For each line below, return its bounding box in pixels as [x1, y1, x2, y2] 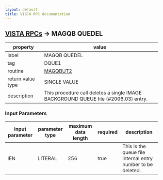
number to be [122, 161, 153, 167]
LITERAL [37, 155, 57, 162]
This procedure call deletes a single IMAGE [44, 90, 142, 96]
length [72, 135, 88, 141]
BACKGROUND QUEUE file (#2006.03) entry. [44, 95, 148, 102]
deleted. [122, 167, 141, 174]
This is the [122, 143, 146, 150]
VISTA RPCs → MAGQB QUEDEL [5, 30, 103, 38]
